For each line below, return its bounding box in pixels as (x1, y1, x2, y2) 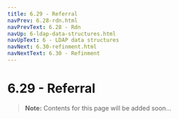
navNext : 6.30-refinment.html (7, 43, 98, 50)
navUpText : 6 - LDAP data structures (7, 37, 120, 44)
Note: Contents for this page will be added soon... (24, 103, 172, 112)
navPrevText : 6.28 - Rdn (7, 23, 81, 30)
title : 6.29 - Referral (7, 10, 78, 18)
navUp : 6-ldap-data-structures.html (7, 30, 116, 38)
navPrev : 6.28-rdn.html (7, 17, 78, 24)
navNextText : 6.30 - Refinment (7, 50, 100, 57)
